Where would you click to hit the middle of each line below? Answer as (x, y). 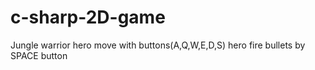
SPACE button (39, 55)
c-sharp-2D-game (88, 17)
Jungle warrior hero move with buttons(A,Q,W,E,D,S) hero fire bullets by (158, 45)
